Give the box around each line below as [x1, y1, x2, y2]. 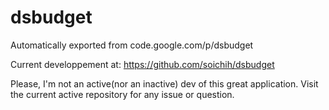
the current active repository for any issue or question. [10, 88, 235, 100]
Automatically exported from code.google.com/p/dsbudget [10, 39, 254, 51]
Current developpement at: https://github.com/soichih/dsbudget [10, 58, 275, 70]
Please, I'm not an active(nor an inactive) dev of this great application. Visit [10, 77, 319, 90]
